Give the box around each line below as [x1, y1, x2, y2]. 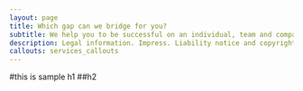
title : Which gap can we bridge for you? [9, 22, 168, 31]
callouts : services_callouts [9, 47, 119, 56]
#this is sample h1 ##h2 [9, 71, 97, 82]
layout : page [9, 13, 59, 23]
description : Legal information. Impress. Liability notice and [9, 38, 256, 48]
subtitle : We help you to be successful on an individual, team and [9, 30, 272, 39]
